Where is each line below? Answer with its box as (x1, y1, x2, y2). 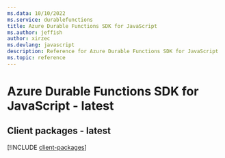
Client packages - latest (7, 125, 111, 137)
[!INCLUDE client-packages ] (7, 143, 87, 151)
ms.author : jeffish (7, 29, 63, 36)
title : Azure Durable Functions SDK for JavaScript (7, 22, 157, 29)
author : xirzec (7, 35, 51, 42)
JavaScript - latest (7, 98, 114, 113)
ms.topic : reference (7, 54, 66, 61)
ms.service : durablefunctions (7, 16, 94, 23)
